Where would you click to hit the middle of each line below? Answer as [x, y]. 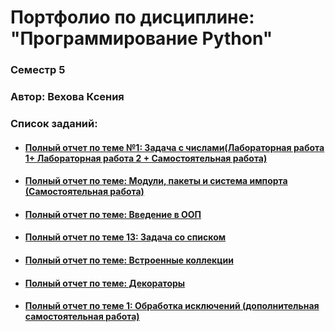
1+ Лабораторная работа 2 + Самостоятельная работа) [146, 158]
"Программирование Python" [141, 38]
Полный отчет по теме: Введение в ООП [113, 214]
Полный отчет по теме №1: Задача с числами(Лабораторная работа [174, 147]
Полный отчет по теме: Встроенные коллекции [129, 260]
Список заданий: [54, 123]
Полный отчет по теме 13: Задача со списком [125, 237]
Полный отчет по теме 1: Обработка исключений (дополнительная [172, 306]
